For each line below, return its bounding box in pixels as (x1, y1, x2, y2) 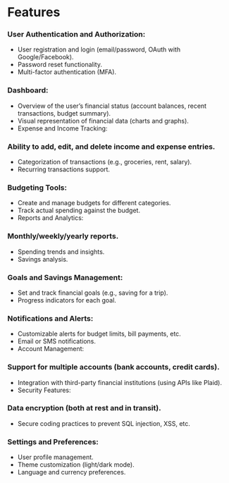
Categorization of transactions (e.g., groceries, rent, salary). (17, 158, 192, 166)
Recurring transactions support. (17, 165, 111, 173)
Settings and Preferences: (7, 436, 99, 446)
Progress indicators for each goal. (17, 295, 116, 304)
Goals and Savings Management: (7, 272, 123, 282)
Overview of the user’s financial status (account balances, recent (17, 102, 206, 110)
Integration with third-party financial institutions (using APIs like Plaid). (17, 378, 222, 386)
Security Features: (17, 386, 72, 394)
